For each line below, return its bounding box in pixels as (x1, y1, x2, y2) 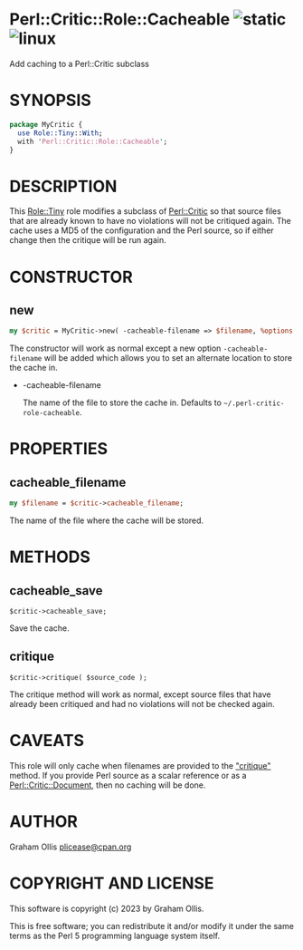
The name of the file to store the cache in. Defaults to (22, 397, 222, 408)
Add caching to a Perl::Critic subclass (9, 58, 149, 69)
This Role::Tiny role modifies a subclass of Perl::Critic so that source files (9, 206, 282, 217)
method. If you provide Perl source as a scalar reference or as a (9, 770, 247, 780)
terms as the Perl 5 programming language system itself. (9, 930, 220, 941)
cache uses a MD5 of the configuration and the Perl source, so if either (9, 225, 274, 236)
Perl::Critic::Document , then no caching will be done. (9, 780, 206, 790)
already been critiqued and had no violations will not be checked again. (9, 698, 275, 709)
